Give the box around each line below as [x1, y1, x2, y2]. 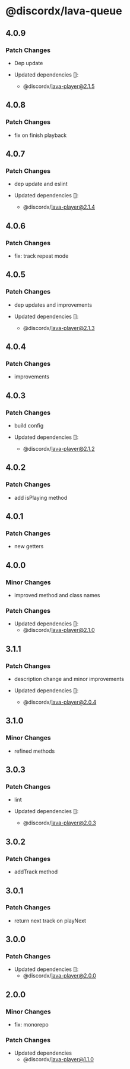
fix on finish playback [14, 132, 67, 139]
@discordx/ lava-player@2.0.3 [23, 819, 96, 826]
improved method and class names [14, 592, 100, 599]
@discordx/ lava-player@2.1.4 [23, 203, 96, 210]
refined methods [14, 747, 55, 755]
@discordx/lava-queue [5, 4, 122, 18]
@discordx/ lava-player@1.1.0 [23, 1056, 94, 1063]
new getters [14, 543, 44, 550]
